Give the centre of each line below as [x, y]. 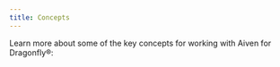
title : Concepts [39, 17]
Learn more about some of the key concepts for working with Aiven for [140, 43]
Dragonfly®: [31, 52]
